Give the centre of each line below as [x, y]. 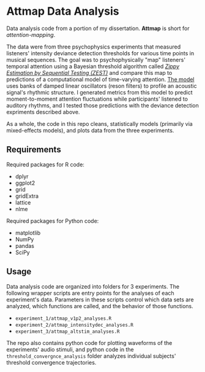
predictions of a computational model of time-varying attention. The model [100, 79]
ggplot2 [25, 183]
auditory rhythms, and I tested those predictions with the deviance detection [102, 105]
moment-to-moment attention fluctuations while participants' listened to [97, 99]
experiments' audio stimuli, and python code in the [70, 349]
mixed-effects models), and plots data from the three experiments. [90, 130]
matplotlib [28, 233]
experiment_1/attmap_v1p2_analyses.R [63, 318]
